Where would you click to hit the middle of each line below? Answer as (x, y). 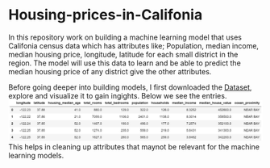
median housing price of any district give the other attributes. (110, 71)
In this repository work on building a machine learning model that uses (125, 37)
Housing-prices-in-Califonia (106, 15)
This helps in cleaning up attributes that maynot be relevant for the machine (134, 147)
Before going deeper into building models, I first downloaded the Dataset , (130, 87)
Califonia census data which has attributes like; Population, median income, (134, 45)
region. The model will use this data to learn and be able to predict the (125, 63)
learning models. (36, 156)
